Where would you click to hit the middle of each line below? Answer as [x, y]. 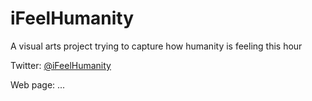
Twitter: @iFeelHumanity [61, 65]
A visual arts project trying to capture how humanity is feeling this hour [156, 46]
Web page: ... [38, 84]
